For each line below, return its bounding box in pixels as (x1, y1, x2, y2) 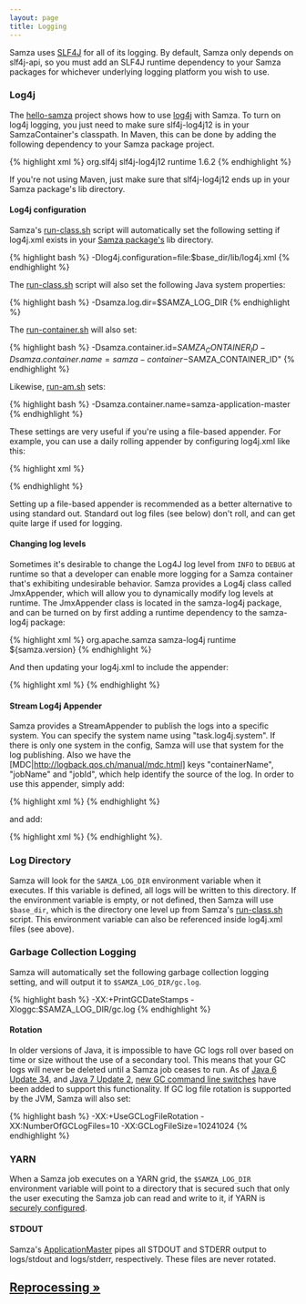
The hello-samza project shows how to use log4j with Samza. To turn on (9, 109, 281, 120)
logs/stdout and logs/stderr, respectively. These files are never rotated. (9, 1253, 276, 1264)
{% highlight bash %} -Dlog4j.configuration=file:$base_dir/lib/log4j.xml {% (9, 252, 291, 262)
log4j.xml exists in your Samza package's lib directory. (9, 234, 214, 245)
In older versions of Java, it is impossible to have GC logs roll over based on (9, 1044, 294, 1055)
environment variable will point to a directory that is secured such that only (9, 1183, 290, 1194)
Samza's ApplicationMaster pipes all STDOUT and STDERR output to (9, 1244, 267, 1255)
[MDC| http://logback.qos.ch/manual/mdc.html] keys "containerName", (9, 759, 274, 770)
